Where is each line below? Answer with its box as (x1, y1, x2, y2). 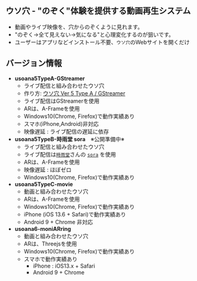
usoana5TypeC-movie (14, 180, 73, 188)
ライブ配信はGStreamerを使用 (23, 97, 100, 104)
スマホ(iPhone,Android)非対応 (23, 120, 99, 127)
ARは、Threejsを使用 (23, 240, 77, 247)
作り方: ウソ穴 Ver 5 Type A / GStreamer (23, 89, 126, 97)
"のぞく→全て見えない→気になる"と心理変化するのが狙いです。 (14, 31, 174, 38)
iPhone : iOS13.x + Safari (32, 262, 95, 269)
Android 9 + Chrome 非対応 (23, 218, 93, 225)
